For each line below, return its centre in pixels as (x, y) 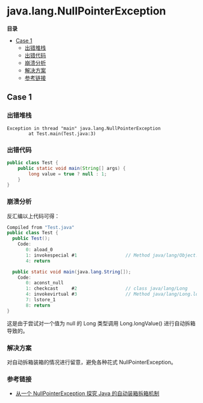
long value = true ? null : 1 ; (68, 174)
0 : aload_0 (39, 250)
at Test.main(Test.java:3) (62, 134)
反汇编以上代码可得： (33, 216)
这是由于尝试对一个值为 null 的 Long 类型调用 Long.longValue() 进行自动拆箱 (101, 323)
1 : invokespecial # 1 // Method (88, 255)
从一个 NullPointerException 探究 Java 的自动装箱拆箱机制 (87, 393)
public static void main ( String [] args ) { (72, 168)
